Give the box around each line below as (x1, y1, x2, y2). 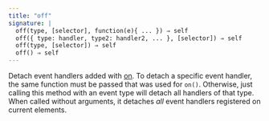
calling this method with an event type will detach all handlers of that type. (8, 88, 255, 97)
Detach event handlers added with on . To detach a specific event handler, (8, 71, 253, 80)
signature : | (8, 19, 52, 27)
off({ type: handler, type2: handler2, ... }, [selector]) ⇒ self (15, 34, 243, 42)
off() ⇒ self (15, 49, 59, 57)
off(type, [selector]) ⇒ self (15, 42, 116, 50)
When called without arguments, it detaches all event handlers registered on (8, 97, 261, 106)
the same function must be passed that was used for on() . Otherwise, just (8, 79, 253, 89)
